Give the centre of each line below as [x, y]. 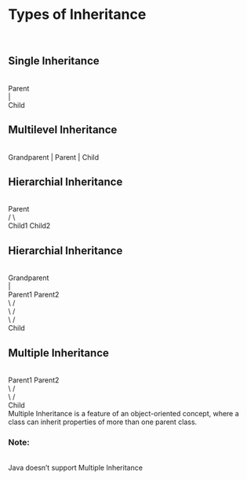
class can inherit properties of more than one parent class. [103, 422]
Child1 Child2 [29, 226]
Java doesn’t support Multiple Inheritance [76, 468]
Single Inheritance [54, 61]
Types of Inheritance [77, 15]
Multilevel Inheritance [63, 130]
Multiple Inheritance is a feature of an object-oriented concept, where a [123, 414]
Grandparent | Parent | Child [54, 157]
